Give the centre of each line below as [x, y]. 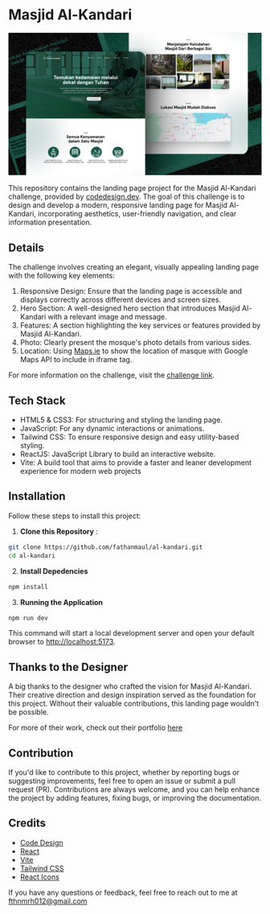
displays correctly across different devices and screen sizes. [121, 300]
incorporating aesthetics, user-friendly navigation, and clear [137, 214]
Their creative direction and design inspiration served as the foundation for [132, 695]
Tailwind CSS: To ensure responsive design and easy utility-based [129, 437]
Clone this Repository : [59, 531]
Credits [27, 823]
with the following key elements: [61, 276]
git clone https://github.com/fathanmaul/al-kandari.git [106, 547]
